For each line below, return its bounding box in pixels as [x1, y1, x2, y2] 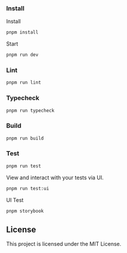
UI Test [6, 196, 24, 203]
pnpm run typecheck [6, 107, 55, 113]
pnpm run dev [6, 52, 39, 58]
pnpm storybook [6, 208, 44, 214]
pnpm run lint [6, 80, 42, 86]
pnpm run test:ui [6, 185, 49, 191]
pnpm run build [6, 135, 44, 141]
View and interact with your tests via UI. [6, 174, 104, 181]
